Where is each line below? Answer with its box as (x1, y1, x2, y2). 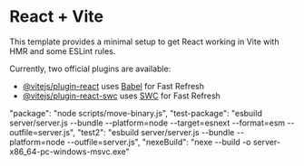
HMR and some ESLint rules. (9, 45, 116, 56)
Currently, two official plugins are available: (9, 63, 172, 74)
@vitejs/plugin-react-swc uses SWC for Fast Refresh (22, 90, 221, 101)
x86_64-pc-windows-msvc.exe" (9, 146, 130, 157)
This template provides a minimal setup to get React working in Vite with (9, 36, 279, 47)
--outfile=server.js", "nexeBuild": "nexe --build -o (66, 136, 251, 147)
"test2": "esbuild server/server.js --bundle (76, 126, 235, 137)
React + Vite (9, 6, 104, 27)
